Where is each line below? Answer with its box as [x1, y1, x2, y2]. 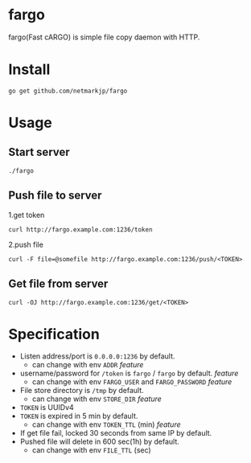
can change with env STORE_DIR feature [31, 394, 163, 404]
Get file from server [8, 277, 109, 291]
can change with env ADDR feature [31, 360, 144, 370]
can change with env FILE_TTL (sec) [31, 445, 151, 455]
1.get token [8, 210, 45, 219]
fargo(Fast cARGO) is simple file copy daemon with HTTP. [8, 32, 200, 42]
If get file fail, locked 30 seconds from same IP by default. [19, 428, 212, 438]
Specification [8, 325, 101, 343]
